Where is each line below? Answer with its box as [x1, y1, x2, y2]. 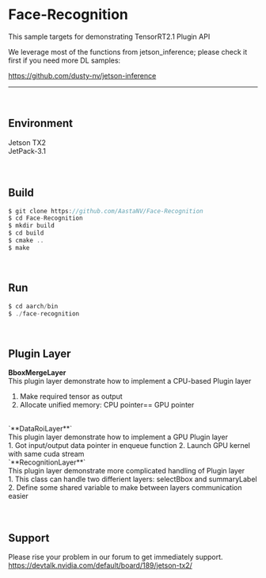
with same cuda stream [8, 450, 85, 459]
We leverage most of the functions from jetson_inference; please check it [8, 47, 248, 56]
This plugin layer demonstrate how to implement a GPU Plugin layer [8, 432, 228, 442]
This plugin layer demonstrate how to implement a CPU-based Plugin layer [8, 377, 252, 386]
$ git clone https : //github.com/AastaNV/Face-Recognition [8, 207, 203, 215]
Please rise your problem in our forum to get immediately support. [8, 553, 223, 561]
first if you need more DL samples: [8, 56, 121, 65]
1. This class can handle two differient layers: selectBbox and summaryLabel [8, 474, 257, 484]
